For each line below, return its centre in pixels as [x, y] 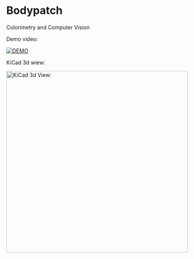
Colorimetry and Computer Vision [48, 27]
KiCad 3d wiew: [26, 62]
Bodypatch [34, 11]
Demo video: [22, 39]
